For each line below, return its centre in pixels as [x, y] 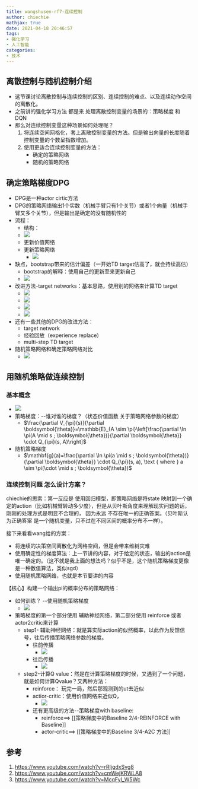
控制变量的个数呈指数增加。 [58, 140]
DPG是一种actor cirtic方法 [47, 198]
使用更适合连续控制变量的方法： [63, 147]
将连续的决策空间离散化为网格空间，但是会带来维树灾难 [82, 546]
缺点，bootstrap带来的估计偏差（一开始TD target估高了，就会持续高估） [103, 264]
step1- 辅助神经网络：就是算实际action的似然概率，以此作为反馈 [102, 630]
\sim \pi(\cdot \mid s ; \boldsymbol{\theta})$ [78, 468]
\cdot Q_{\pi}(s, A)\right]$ [55, 441]
